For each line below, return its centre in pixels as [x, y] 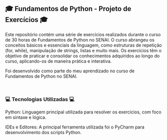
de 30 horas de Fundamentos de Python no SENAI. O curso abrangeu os [80, 40]
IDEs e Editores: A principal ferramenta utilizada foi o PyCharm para [75, 127]
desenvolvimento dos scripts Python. [43, 132]
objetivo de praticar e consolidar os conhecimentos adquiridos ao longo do [82, 56]
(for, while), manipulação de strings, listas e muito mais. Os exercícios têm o [83, 50]
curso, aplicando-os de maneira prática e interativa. [58, 61]
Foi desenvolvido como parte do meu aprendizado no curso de [70, 71]
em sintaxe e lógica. [26, 117]
